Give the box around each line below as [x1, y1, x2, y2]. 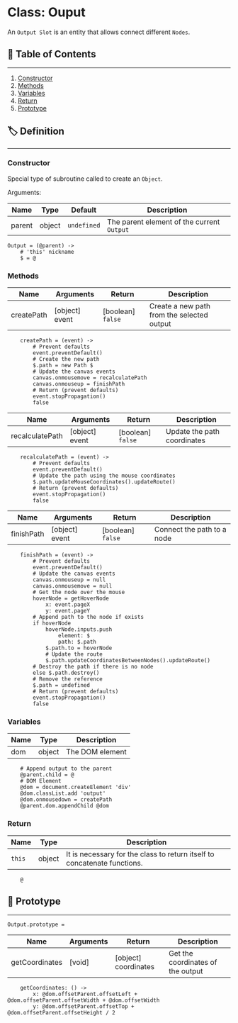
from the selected [149, 310, 208, 320]
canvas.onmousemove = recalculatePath [33, 374, 147, 381]
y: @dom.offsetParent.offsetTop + [33, 1002, 135, 1010]
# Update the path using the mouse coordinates [33, 472, 176, 479]
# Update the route [45, 651, 103, 658]
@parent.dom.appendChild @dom [20, 803, 110, 810]
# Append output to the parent [20, 765, 113, 773]
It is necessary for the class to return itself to [66, 849, 215, 859]
